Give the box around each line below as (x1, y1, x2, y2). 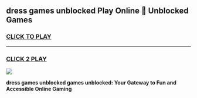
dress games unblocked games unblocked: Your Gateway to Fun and (6, 79, 177, 86)
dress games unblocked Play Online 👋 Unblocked (6, 6, 189, 16)
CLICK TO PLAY (6, 33, 52, 41)
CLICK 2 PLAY (6, 55, 47, 63)
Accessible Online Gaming (6, 85, 72, 92)
